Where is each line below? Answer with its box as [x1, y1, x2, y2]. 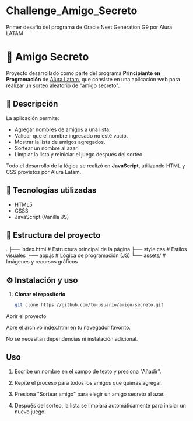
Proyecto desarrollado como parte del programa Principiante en [6, 69, 161, 77]
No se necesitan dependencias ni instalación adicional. [6, 336, 138, 342]
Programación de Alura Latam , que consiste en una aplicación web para [6, 76, 181, 83]
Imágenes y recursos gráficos [6, 258, 78, 265]
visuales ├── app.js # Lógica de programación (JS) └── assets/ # [6, 252, 166, 259]
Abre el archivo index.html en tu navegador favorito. [6, 324, 131, 331]
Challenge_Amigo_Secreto [6, 4, 138, 18]
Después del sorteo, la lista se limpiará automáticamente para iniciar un [14, 402, 187, 409]
